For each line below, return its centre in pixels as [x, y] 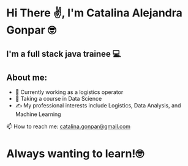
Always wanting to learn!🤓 [75, 153]
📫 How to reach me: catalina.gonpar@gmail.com [68, 126]
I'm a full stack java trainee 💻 [64, 54]
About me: [27, 77]
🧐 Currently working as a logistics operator [69, 92]
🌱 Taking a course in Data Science [58, 99]
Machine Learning [38, 114]
